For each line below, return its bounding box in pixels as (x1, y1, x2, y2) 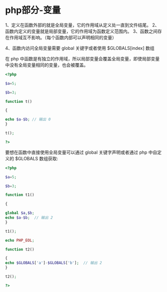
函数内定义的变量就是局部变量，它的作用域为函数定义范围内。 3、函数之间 (5, 28, 158, 34)
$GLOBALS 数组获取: (14, 155, 58, 161)
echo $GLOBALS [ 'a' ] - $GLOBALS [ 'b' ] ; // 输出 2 (5, 261, 102, 266)
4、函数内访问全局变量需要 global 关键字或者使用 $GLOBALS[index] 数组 (5, 45, 155, 51)
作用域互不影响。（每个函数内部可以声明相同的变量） (9, 34, 117, 40)
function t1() (5, 193, 35, 198)
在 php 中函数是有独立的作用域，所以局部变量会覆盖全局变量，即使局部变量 (5, 55, 160, 61)
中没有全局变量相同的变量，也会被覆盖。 (5, 62, 88, 68)
